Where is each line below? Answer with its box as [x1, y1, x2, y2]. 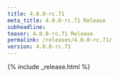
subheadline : [7, 23, 46, 30]
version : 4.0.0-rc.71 [7, 43, 72, 50]
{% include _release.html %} [7, 63, 91, 71]
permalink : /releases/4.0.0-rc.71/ [7, 37, 113, 44]
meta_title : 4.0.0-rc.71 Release [7, 17, 106, 24]
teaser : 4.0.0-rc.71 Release [7, 30, 93, 37]
